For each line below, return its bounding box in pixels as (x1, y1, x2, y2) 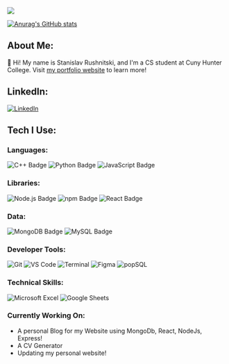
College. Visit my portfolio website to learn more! (7, 65, 147, 74)
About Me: (7, 40, 54, 51)
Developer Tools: (7, 245, 66, 254)
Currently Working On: (7, 311, 85, 320)
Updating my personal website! (17, 349, 107, 357)
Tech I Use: (7, 124, 57, 136)
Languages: (7, 145, 49, 155)
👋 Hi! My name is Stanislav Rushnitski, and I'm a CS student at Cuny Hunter (7, 58, 222, 67)
